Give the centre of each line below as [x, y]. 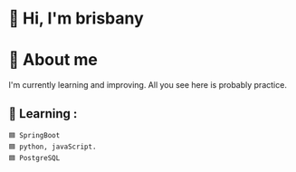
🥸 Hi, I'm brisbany [76, 19]
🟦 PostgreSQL [34, 158]
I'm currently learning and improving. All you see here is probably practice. [148, 85]
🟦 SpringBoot [34, 135]
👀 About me [53, 60]
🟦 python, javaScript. [53, 147]
